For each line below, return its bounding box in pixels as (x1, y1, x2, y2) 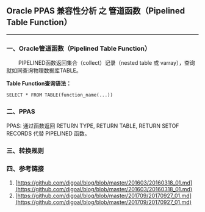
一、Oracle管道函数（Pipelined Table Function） (6, 44, 151, 53)
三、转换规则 (6, 147, 45, 155)
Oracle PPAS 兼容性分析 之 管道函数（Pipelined (6, 5, 185, 16)
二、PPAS (6, 108, 35, 116)
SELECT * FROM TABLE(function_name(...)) (6, 92, 113, 98)
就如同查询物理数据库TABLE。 (6, 67, 82, 75)
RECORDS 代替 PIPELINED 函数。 (6, 130, 90, 137)
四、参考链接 (6, 164, 45, 173)
